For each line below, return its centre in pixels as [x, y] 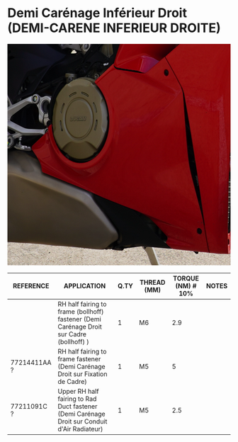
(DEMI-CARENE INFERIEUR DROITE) [114, 28]
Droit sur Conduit [83, 421]
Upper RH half [78, 392]
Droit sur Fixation [83, 374]
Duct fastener [78, 407]
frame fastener [79, 358]
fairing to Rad [77, 399]
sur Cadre [72, 334]
